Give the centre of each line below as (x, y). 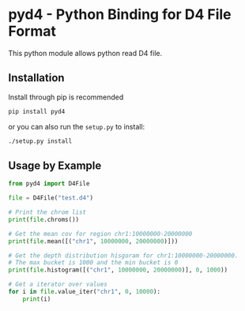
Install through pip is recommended (66, 97)
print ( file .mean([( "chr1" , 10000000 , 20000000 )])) (93, 241)
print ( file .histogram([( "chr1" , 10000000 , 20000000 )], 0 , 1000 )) (118, 270)
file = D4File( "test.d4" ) (51, 198)
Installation (36, 78)
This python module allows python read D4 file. (85, 53)
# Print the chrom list (47, 212)
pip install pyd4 (37, 111)
